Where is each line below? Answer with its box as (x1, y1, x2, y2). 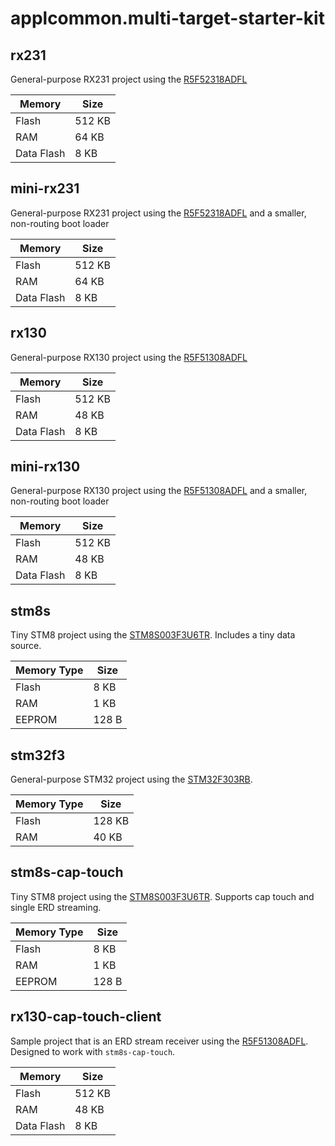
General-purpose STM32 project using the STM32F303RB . (10, 773, 253, 786)
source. (10, 640, 42, 652)
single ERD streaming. (10, 901, 102, 913)
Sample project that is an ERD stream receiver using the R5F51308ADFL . (10, 1035, 309, 1047)
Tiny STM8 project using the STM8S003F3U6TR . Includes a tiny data (10, 629, 296, 641)
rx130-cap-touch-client (10, 1008, 162, 1026)
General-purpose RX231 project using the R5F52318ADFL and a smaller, (10, 207, 307, 219)
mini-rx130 (10, 458, 81, 476)
